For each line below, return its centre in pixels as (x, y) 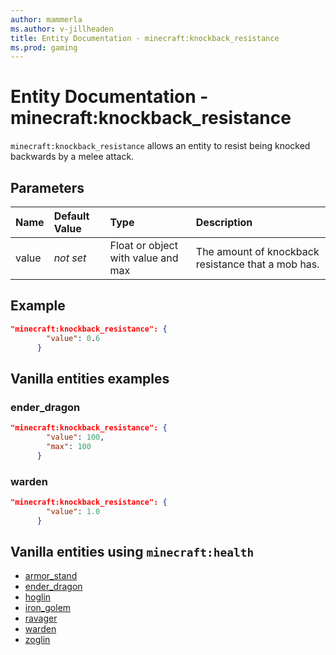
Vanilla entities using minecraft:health (132, 551)
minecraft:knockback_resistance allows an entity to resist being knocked (160, 146)
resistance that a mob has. (257, 264)
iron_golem (48, 608)
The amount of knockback (257, 251)
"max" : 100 (69, 446)
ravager (41, 618)
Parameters (47, 187)
